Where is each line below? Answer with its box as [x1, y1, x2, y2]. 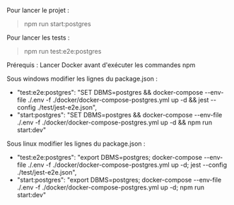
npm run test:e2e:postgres [23, 47, 102, 55]
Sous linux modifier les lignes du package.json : [6, 139, 146, 148]
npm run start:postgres [23, 20, 91, 28]
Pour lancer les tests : [6, 33, 70, 42]
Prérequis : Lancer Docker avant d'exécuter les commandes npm [6, 61, 196, 69]
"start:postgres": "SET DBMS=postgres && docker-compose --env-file [16, 111, 223, 119]
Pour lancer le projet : [6, 6, 70, 14]
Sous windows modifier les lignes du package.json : [6, 74, 158, 83]
